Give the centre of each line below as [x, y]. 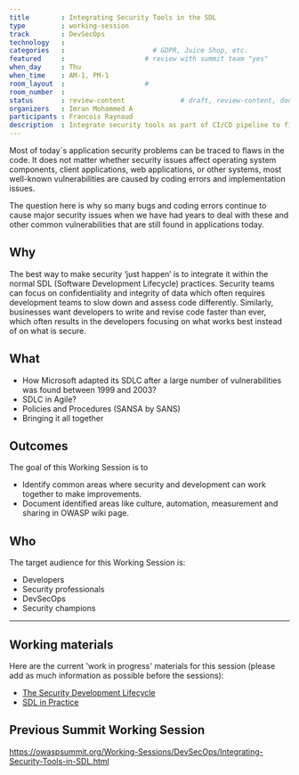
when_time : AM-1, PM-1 [59, 76]
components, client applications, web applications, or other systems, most [145, 169]
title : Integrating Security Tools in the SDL [113, 17]
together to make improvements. [82, 494]
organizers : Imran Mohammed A [71, 109]
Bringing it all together [63, 418]
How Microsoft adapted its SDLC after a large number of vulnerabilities [152, 380]
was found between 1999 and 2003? [89, 389]
